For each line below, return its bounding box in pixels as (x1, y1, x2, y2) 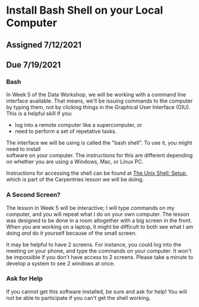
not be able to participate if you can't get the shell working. (6, 294, 151, 301)
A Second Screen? (6, 191, 61, 199)
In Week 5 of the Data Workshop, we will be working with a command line (6, 91, 187, 98)
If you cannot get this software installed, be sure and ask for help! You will (6, 288, 187, 295)
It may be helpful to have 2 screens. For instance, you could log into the (6, 241, 182, 248)
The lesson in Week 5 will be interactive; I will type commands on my (6, 204, 175, 211)
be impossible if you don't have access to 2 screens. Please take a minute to (6, 253, 194, 261)
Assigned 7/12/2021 (6, 40, 82, 50)
